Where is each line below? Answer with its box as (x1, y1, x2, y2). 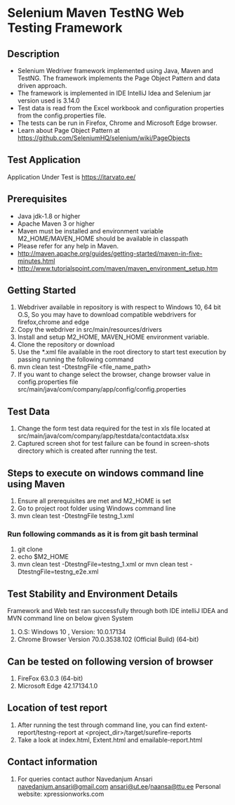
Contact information (7, 756, 98, 768)
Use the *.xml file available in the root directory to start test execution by (17, 348, 227, 356)
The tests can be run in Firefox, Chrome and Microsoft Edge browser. (17, 119, 217, 127)
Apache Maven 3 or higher (17, 219, 95, 228)
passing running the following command (17, 355, 134, 363)
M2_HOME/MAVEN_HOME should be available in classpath (17, 234, 188, 243)
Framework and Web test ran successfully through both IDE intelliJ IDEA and (7, 607, 229, 615)
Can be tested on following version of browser (7, 655, 214, 667)
